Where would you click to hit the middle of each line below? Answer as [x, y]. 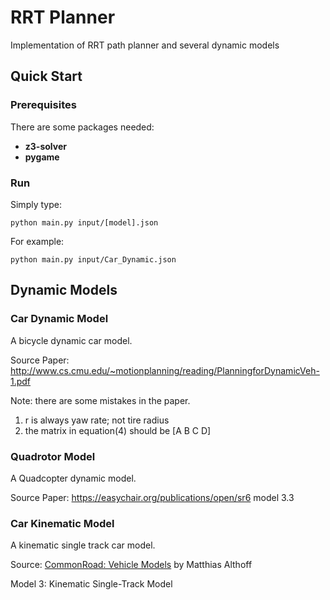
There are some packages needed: [82, 127]
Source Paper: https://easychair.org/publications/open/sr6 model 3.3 [152, 497]
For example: [37, 241]
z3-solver [45, 146]
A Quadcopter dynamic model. [73, 478]
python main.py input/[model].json [84, 222]
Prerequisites [43, 105]
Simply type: [36, 204]
